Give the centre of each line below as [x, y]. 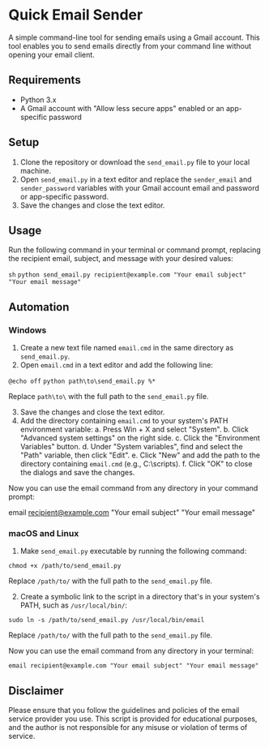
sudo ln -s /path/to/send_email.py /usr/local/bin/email [107, 620]
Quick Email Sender [76, 15]
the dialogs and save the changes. [77, 473]
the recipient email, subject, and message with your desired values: [121, 259]
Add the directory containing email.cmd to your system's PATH [124, 421]
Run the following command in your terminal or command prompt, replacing [134, 250]
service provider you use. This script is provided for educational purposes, [133, 719]
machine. [36, 170]
